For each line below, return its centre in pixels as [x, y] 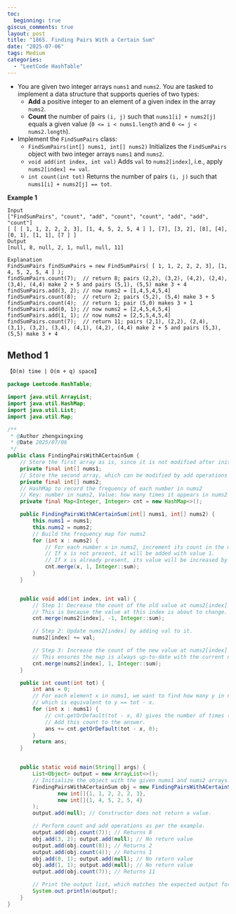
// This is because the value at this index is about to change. [130, 612]
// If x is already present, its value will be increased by [136, 560]
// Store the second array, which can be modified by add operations [124, 475]
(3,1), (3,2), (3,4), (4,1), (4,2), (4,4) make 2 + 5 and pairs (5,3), [114, 328]
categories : [25, 60]
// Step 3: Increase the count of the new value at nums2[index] [130, 651]
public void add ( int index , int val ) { [78, 599]
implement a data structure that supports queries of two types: [108, 94]
